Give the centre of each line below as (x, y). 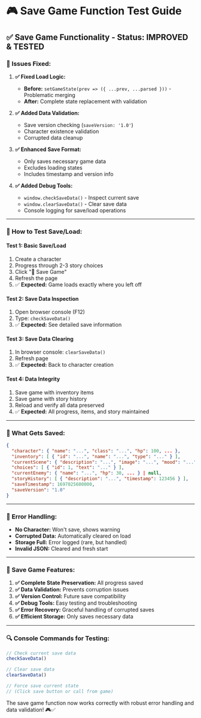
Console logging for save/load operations (75, 210)
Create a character (38, 259)
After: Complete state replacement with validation (86, 101)
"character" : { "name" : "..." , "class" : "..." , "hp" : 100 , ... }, (96, 451)
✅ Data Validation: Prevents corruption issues (72, 590)
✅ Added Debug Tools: (44, 185)
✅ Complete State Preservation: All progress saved (79, 583)
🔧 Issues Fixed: (29, 64)
